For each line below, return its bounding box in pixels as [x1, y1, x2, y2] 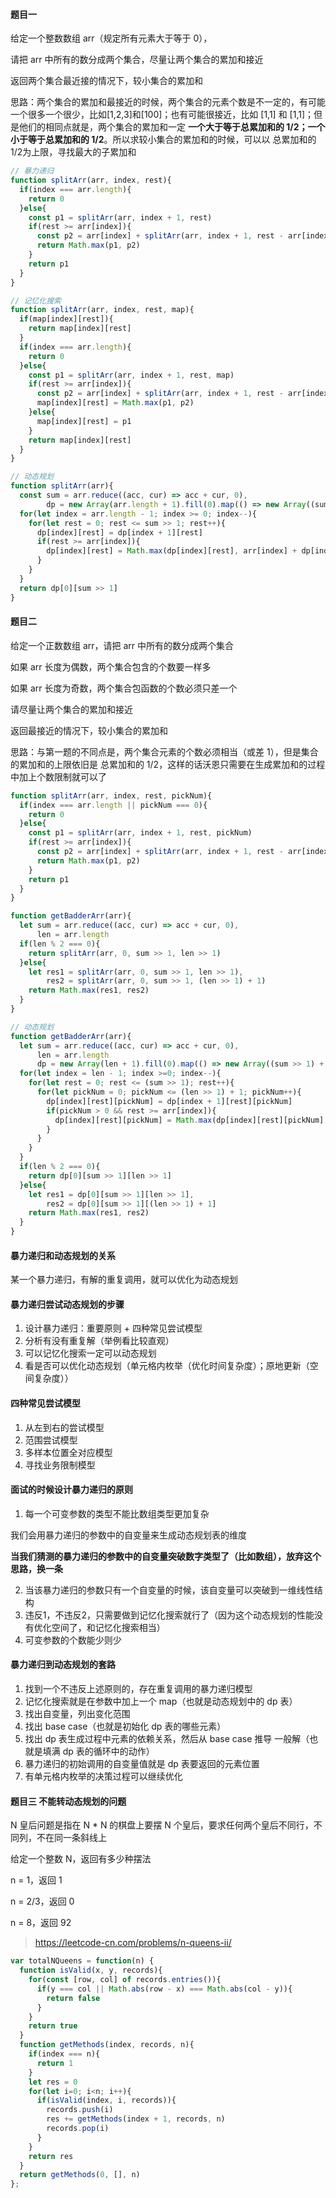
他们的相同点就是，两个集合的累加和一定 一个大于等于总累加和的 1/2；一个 [18, 121, 326, 133]
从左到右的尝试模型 [24, 1421, 105, 1433]
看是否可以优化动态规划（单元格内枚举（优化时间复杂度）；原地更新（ [24, 1360, 310, 1372]
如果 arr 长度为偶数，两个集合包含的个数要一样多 [10, 660, 212, 673]
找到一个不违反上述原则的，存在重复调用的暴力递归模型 [24, 1683, 253, 1695]
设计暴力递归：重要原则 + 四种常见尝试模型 [24, 1322, 203, 1334]
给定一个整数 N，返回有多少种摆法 [10, 1853, 152, 1865]
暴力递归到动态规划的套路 [10, 1659, 116, 1671]
